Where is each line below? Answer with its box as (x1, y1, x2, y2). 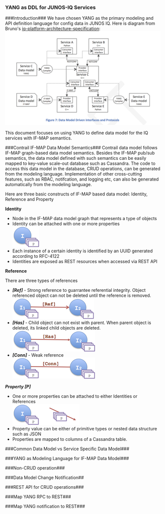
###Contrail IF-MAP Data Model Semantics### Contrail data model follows (5, 145, 158, 151)
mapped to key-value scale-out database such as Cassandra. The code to (5, 160, 156, 167)
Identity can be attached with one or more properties (12, 221, 120, 227)
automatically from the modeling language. (5, 182, 92, 187)
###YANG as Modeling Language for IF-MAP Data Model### (5, 456, 129, 462)
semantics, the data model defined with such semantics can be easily (5, 155, 147, 161)
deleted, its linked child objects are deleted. (12, 325, 101, 331)
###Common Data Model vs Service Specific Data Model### (5, 446, 130, 452)
